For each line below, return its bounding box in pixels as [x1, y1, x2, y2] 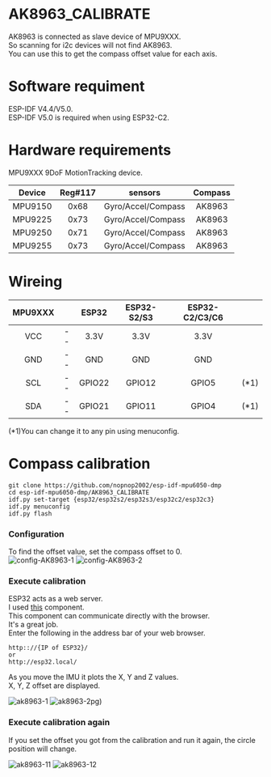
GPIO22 [79, 377, 110, 388]
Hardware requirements [8, 141, 172, 159]
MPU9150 [12, 200, 52, 211]
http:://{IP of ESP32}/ [8, 644, 89, 652]
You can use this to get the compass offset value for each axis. [8, 49, 218, 58]
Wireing [8, 273, 63, 291]
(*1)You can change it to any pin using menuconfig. [8, 426, 180, 435]
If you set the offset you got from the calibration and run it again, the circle [8, 735, 256, 745]
